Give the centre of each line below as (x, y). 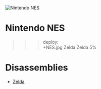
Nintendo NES (35, 28)
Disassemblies (37, 68)
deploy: (51, 42)
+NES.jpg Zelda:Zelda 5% (70, 47)
